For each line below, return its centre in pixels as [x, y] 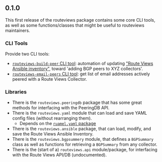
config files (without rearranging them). [52, 118]
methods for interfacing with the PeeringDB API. [61, 108]
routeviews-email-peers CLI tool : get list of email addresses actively [81, 74]
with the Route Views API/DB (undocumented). [59, 155]
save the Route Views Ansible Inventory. [53, 134]
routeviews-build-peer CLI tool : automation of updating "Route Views [83, 64]
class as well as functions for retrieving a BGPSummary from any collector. [85, 144]
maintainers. [18, 30]
